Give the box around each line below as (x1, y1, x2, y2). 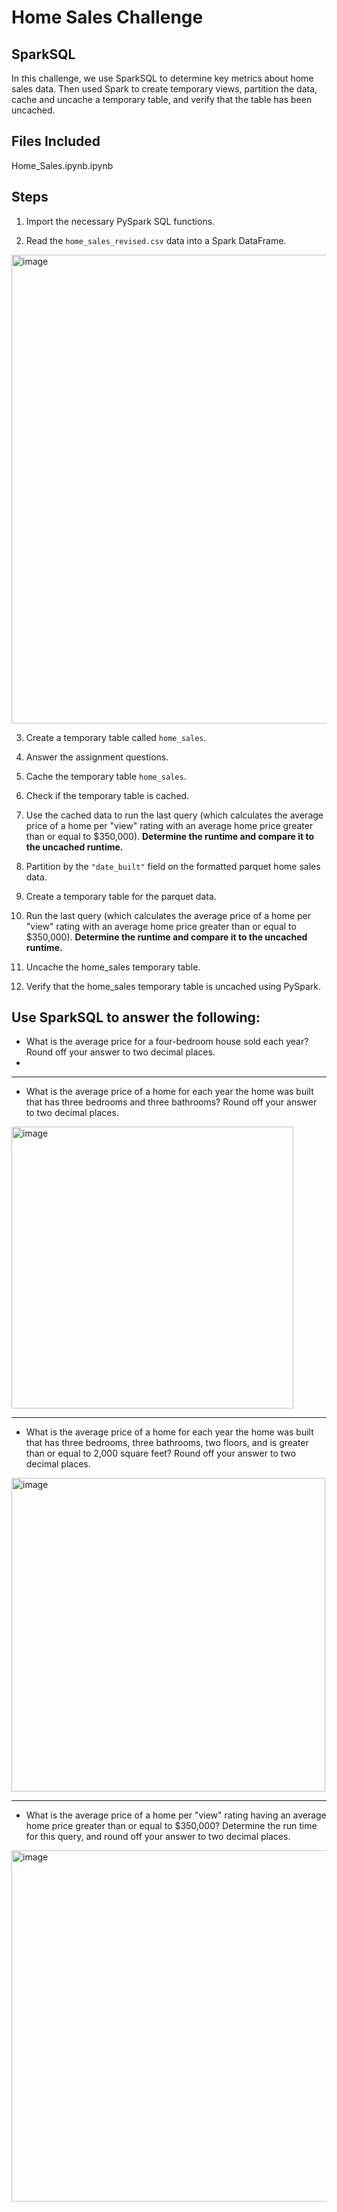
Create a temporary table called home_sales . (25, 731, 207, 743)
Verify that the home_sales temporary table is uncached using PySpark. (25, 980, 321, 992)
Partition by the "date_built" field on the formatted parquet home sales (25, 860, 321, 872)
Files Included (11, 133, 101, 150)
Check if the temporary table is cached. (25, 789, 190, 801)
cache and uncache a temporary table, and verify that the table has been (11, 94, 313, 105)
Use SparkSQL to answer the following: (11, 1009, 261, 1026)
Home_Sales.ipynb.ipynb (11, 159, 114, 171)
